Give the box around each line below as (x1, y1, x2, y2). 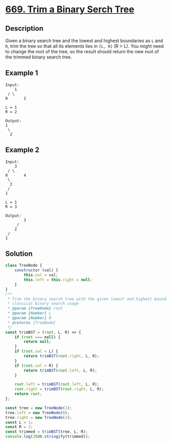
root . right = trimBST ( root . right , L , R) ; (14, 387, 104, 392)
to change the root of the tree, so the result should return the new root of (5, 49, 159, 54)
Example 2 (5, 146, 39, 154)
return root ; (14, 391, 42, 397)
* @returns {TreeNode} (7, 320, 56, 325)
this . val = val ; (24, 273, 58, 278)
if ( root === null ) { (14, 334, 60, 339)
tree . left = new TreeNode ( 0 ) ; (5, 410, 70, 415)
